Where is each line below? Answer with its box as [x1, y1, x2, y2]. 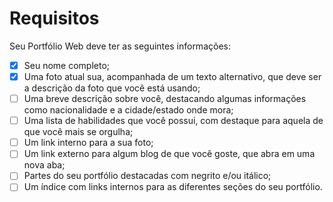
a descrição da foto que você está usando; [23, 82, 201, 94]
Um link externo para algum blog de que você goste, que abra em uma [23, 148, 316, 160]
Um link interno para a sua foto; [23, 137, 154, 149]
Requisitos [9, 7, 100, 30]
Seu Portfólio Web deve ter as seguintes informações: [9, 40, 231, 52]
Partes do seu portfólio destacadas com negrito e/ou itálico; [23, 170, 272, 182]
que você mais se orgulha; [23, 126, 134, 138]
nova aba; [23, 159, 66, 171]
